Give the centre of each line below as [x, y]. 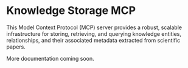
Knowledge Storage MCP [71, 11]
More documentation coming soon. [50, 58]
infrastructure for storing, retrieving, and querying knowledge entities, [94, 33]
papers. [16, 47]
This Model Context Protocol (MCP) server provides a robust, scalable [94, 27]
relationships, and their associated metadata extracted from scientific [93, 40]
